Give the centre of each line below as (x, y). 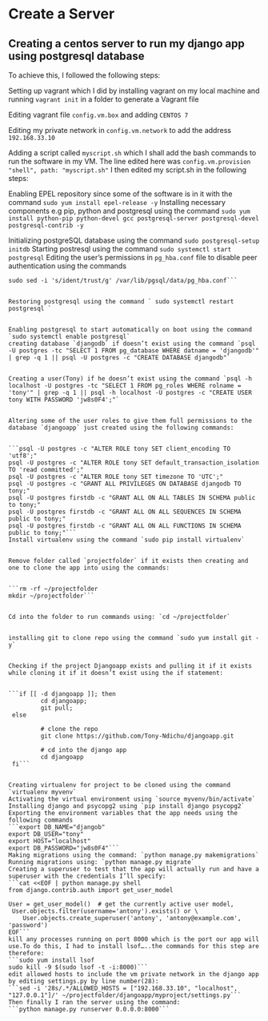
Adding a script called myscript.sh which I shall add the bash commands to (132, 153)
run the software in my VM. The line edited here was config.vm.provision (130, 161)
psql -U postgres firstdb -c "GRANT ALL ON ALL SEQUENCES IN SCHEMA (125, 512)
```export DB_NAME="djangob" (57, 827)
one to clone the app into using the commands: (89, 568)
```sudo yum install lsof (51, 960)
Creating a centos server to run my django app (127, 44)
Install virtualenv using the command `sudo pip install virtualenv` (127, 540)
